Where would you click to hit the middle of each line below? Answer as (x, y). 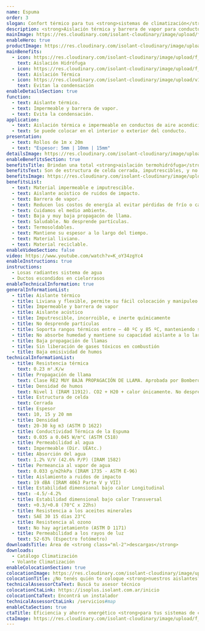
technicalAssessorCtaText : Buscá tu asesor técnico (73, 585)
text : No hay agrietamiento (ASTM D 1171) (72, 528)
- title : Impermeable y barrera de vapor (65, 307)
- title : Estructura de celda (50, 397)
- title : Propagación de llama (52, 375)
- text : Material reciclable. (50, 244)
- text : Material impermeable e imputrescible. (74, 188)
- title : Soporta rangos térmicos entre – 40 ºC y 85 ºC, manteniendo (103, 329)
